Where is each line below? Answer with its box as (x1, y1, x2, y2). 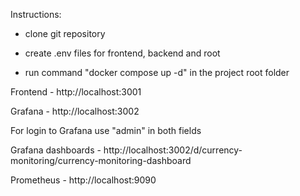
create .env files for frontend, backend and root (24, 47, 221, 59)
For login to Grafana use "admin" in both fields (10, 125, 202, 136)
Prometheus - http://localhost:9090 (10, 174, 157, 186)
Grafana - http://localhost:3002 (10, 105, 140, 117)
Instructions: (10, 9, 62, 20)
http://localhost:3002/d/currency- (103, 144, 243, 156)
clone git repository (24, 28, 106, 39)
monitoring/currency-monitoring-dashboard (10, 155, 192, 166)
